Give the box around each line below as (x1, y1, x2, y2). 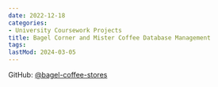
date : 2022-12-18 (8, 11, 66, 20)
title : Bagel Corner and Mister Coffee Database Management (8, 33, 212, 42)
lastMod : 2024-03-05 (8, 48, 77, 56)
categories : (8, 19, 48, 27)
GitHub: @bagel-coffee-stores (8, 70, 108, 79)
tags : (8, 41, 26, 49)
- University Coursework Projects (8, 26, 123, 34)
